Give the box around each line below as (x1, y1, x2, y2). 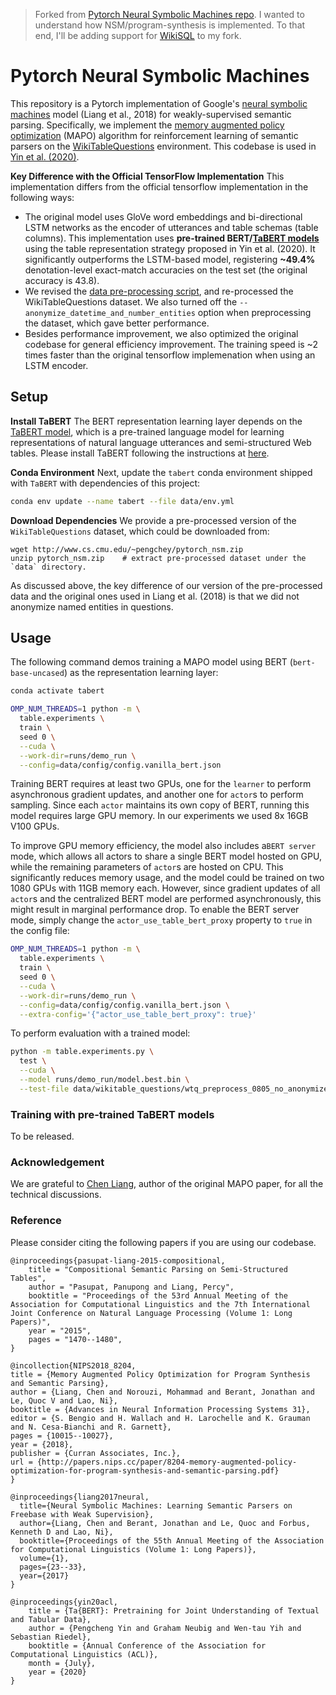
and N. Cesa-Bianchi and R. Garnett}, (10, 1422, 172, 1432)
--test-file (19, 1084, 70, 1094)
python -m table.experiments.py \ (10, 1047, 155, 1057)
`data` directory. (10, 562, 87, 572)
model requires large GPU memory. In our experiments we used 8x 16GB (10, 810, 309, 822)
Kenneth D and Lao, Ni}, (10, 1527, 114, 1537)
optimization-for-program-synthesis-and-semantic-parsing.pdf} (10, 1465, 280, 1476)
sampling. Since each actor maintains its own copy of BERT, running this (10, 799, 310, 811)
